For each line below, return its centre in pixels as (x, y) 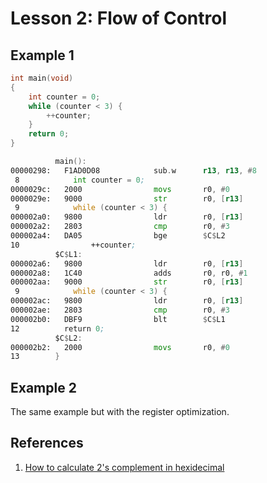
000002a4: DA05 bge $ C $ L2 (118, 236)
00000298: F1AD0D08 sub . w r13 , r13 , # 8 (133, 170)
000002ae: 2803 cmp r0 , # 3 (120, 310)
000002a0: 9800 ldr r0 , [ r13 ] (127, 217)
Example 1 (42, 55)
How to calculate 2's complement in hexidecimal (124, 467)
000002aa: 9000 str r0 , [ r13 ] (127, 282)
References (47, 443)
